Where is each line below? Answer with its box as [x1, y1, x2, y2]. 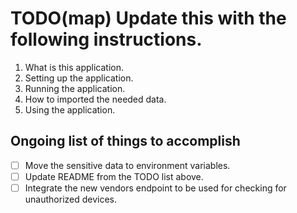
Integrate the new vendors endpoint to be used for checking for [24, 182, 287, 194]
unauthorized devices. [24, 193, 118, 205]
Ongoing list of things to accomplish [10, 133, 241, 150]
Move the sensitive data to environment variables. [24, 159, 231, 171]
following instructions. [10, 28, 203, 51]
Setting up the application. [24, 72, 134, 84]
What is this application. [24, 61, 124, 73]
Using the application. [24, 103, 116, 116]
